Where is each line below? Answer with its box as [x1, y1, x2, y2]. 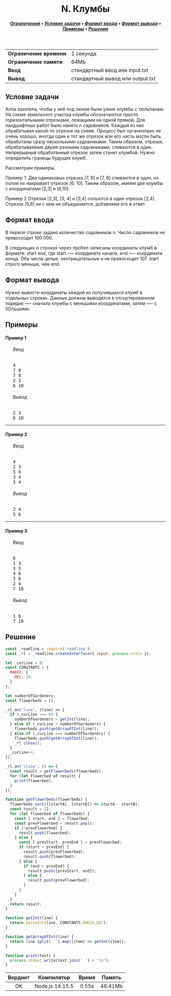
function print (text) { [5, 953, 56, 958]
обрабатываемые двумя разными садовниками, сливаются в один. [5, 144, 153, 150]
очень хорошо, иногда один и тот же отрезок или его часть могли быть [5, 133, 161, 139]
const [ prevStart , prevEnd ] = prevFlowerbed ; [18, 840, 122, 845]
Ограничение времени [8, 50, 67, 57]
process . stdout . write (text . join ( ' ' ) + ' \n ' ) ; [10, 958, 110, 963]
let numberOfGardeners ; [5, 693, 56, 698]
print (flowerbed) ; [14, 778, 53, 783]
